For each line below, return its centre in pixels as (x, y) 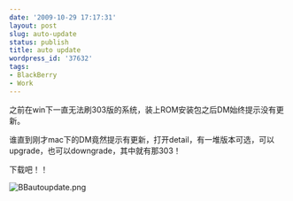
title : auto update (45, 50)
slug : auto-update (43, 34)
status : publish (39, 42)
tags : (19, 67)
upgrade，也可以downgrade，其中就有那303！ (95, 151)
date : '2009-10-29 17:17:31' (63, 17)
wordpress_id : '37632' (51, 58)
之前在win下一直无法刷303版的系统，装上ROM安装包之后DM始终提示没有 (143, 109)
